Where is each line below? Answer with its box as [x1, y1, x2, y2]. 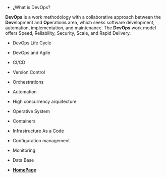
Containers [12, 118, 36, 124]
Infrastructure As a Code [12, 128, 64, 134]
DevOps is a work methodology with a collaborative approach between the [5, 14, 161, 20]
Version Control [12, 69, 45, 75]
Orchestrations [12, 79, 44, 85]
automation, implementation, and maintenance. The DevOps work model [5, 25, 156, 31]
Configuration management [12, 138, 70, 143]
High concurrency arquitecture [12, 98, 77, 104]
